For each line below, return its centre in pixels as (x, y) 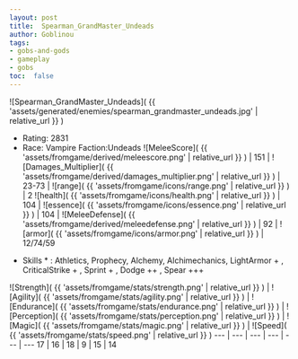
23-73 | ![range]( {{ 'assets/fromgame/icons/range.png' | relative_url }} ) (156, 186)
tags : (19, 43)
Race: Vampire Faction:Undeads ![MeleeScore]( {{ (115, 147)
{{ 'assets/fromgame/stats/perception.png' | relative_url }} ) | (172, 316)
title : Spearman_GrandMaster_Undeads (82, 26)
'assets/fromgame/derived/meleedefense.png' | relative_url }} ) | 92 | (150, 223)
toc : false (31, 76)
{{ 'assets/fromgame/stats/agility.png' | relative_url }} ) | (146, 296)
